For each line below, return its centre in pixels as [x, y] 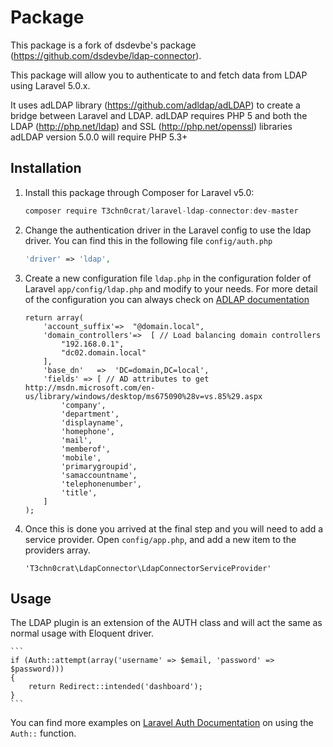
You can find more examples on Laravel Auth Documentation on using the [162, 723]
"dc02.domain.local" [104, 352]
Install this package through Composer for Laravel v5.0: [139, 192]
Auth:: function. [43, 733]
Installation [46, 168]
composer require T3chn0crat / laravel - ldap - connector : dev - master [161, 211]
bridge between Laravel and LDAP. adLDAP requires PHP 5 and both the [159, 115]
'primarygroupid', [99, 466]
